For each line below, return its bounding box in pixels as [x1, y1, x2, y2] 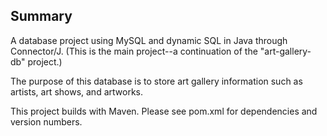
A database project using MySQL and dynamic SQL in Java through [10, 34, 288, 46]
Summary [10, 8, 73, 25]
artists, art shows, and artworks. [10, 85, 143, 98]
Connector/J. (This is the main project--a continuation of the [10, 45, 258, 57]
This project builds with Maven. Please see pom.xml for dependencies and [10, 105, 318, 117]
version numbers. [10, 115, 83, 128]
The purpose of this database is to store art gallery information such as [10, 75, 303, 87]
